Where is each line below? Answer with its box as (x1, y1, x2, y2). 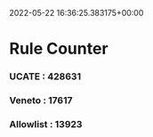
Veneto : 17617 (9, 94, 73, 107)
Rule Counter (9, 39, 109, 59)
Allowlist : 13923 (9, 117, 83, 130)
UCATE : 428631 (9, 70, 82, 83)
